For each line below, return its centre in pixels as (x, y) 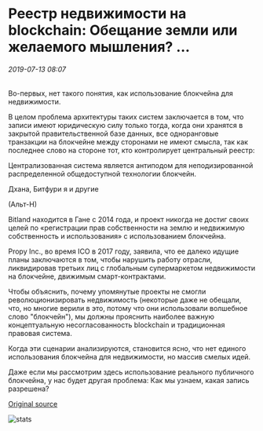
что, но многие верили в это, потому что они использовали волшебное (128, 309)
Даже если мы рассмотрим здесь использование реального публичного (131, 372)
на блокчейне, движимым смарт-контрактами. (87, 276)
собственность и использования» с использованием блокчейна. (117, 236)
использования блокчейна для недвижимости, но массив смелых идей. (130, 357)
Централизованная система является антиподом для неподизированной (131, 166)
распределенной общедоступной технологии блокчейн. (102, 174)
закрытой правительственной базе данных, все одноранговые (113, 133)
